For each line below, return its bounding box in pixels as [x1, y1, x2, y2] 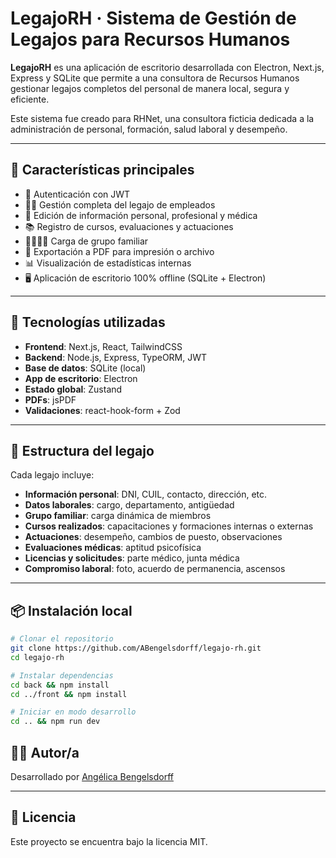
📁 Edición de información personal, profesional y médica [24, 209, 258, 221]
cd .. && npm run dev [10, 717, 101, 727]
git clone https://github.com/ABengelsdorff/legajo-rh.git [10, 643, 262, 654]
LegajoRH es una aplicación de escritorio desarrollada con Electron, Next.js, [10, 61, 325, 73]
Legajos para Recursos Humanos [10, 28, 291, 51]
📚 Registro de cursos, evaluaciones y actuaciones [24, 220, 234, 232]
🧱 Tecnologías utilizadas [10, 314, 166, 331]
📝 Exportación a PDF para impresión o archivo [24, 245, 215, 257]
